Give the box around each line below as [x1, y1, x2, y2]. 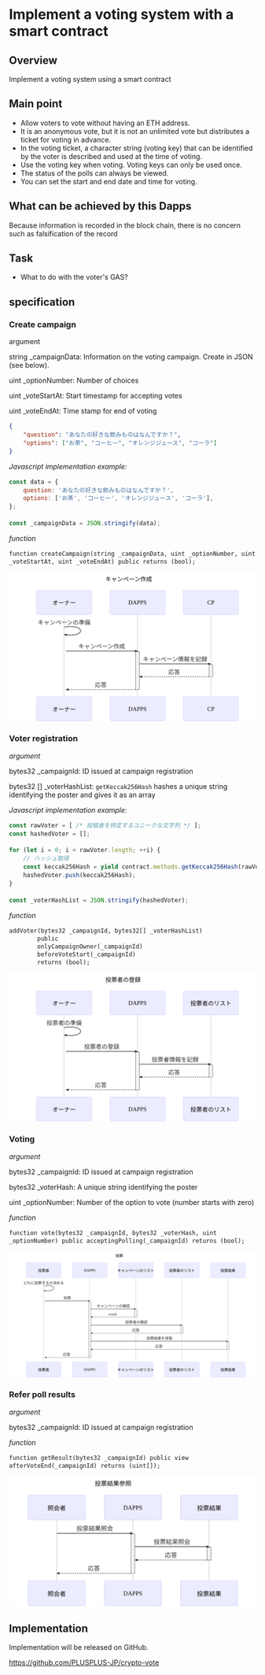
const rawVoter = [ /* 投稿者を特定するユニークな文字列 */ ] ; [9, 821, 201, 829]
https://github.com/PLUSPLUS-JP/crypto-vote [9, 1658, 160, 1667]
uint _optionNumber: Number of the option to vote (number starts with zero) [9, 1197, 255, 1206]
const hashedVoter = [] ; [9, 829, 90, 838]
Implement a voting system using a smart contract [9, 75, 171, 83]
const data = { [9, 478, 59, 486]
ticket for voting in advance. [20, 135, 112, 144]
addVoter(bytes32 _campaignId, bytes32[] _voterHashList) [9, 927, 203, 935]
